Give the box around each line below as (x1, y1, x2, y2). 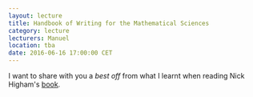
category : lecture (8, 26, 70, 34)
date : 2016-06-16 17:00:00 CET (8, 49, 113, 57)
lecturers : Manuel (8, 34, 70, 42)
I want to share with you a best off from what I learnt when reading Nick (8, 71, 245, 80)
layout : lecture (8, 11, 62, 20)
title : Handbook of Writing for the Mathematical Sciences (8, 19, 210, 27)
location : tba (8, 42, 56, 50)
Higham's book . (8, 79, 61, 89)
